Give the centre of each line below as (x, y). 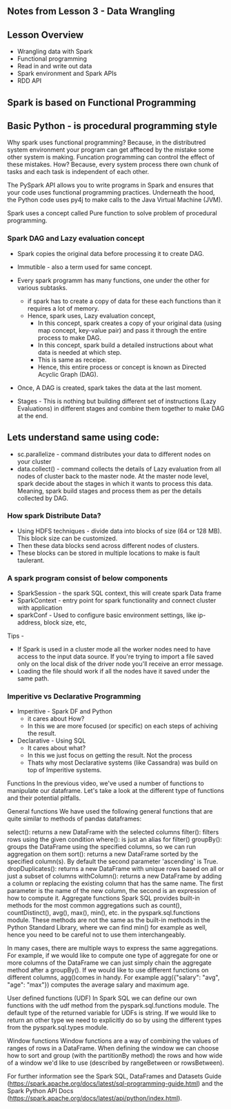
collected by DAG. (43, 498)
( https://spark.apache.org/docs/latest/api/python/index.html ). (95, 1098)
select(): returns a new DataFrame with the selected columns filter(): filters (113, 832)
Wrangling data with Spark (55, 52)
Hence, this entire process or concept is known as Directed (122, 367)
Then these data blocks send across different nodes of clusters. (108, 545)
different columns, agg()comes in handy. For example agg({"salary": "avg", (113, 978)
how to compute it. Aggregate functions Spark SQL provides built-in (103, 898)
